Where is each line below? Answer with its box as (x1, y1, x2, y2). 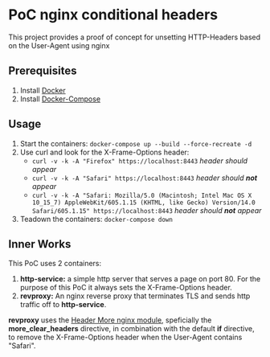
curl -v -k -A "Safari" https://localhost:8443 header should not (31, 173, 258, 183)
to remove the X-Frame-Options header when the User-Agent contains (8, 332, 243, 343)
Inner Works (8, 237, 72, 251)
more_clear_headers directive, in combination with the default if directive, (8, 324, 255, 334)
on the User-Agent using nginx (8, 40, 110, 50)
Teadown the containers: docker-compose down (19, 214, 173, 224)
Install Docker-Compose (19, 94, 101, 104)
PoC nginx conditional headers (8, 6, 219, 24)
